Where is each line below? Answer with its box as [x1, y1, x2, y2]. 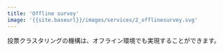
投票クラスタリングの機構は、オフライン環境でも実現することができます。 [7, 36, 221, 45]
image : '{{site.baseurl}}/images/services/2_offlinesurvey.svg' [7, 17, 198, 23]
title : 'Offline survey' [7, 10, 79, 17]
